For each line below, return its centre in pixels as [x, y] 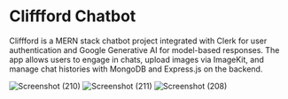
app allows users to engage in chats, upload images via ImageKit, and [136, 59]
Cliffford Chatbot [73, 16]
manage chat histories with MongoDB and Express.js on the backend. [136, 69]
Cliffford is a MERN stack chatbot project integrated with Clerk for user [138, 41]
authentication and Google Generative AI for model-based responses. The [144, 49]
